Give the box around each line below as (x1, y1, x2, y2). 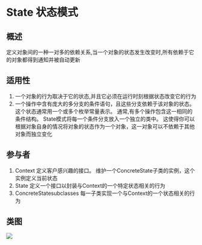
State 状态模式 (6, 5, 78, 19)
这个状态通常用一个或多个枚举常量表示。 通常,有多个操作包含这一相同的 (14, 107, 193, 115)
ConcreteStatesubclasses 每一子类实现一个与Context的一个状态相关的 (14, 189, 190, 197)
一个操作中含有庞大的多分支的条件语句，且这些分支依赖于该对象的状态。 (14, 100, 195, 107)
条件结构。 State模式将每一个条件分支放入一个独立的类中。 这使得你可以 (14, 115, 195, 122)
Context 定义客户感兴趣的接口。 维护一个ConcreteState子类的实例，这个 (14, 167, 195, 174)
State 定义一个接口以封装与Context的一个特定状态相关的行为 (14, 182, 166, 189)
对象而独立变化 (14, 130, 52, 138)
